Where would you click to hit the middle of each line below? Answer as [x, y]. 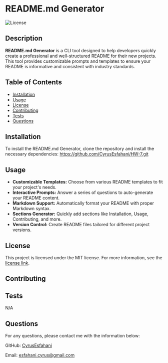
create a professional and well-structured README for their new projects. [81, 56]
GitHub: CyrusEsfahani [29, 345]
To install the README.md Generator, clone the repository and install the [80, 149]
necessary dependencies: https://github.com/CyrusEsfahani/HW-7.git [77, 154]
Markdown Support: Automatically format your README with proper [83, 203]
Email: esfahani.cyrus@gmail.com [40, 355]
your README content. [36, 198]
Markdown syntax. [31, 209]
